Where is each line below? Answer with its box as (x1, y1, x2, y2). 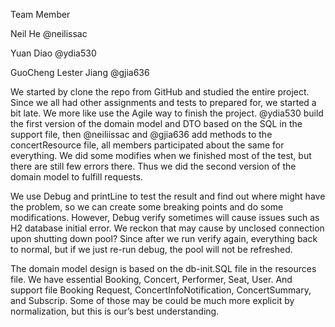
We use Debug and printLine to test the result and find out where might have (10, 190, 326, 202)
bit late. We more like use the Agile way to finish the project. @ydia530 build (10, 107, 324, 119)
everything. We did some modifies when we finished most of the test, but (10, 150, 312, 161)
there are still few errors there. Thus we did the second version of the (10, 160, 297, 172)
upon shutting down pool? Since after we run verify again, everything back (10, 233, 318, 244)
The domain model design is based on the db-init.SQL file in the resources (10, 263, 317, 274)
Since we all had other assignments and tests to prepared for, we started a (10, 97, 317, 108)
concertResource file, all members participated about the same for (10, 139, 285, 151)
